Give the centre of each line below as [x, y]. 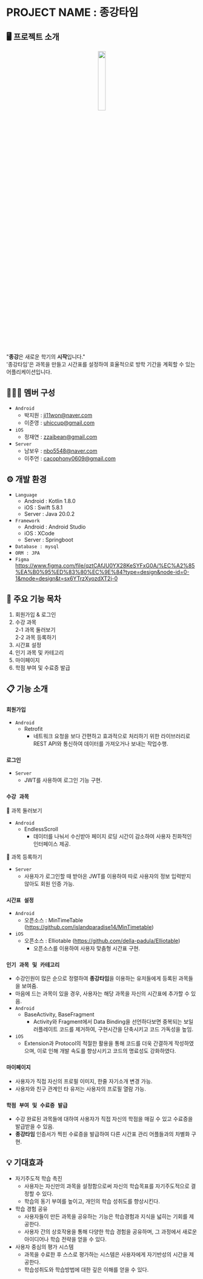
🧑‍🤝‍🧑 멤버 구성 [31, 393]
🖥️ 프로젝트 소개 [33, 37]
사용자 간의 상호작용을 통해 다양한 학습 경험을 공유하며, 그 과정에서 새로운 [111, 1232]
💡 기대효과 [25, 1163]
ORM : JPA [28, 553]
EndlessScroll [41, 829]
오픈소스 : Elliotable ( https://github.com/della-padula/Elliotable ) [102, 941]
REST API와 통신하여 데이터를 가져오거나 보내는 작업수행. [101, 744]
